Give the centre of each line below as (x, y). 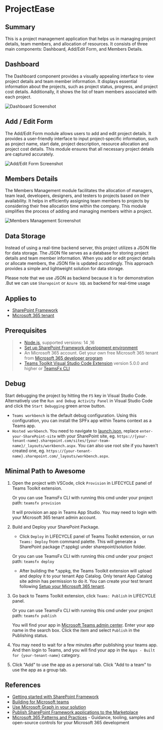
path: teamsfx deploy (33, 561)
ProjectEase (30, 9)
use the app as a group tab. (40, 670)
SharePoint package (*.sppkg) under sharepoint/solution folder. (83, 547)
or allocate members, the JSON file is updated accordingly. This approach (79, 263)
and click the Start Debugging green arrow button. (55, 406)
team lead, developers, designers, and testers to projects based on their (77, 196)
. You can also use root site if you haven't (117, 445)
